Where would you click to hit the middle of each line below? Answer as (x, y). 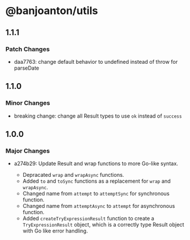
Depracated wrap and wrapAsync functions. (73, 175)
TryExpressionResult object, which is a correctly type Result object (103, 225)
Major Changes (28, 150)
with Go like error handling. (55, 231)
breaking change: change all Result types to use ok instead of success (98, 116)
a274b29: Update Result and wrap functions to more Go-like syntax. (96, 164)
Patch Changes (28, 49)
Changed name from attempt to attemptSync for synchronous (96, 194)
